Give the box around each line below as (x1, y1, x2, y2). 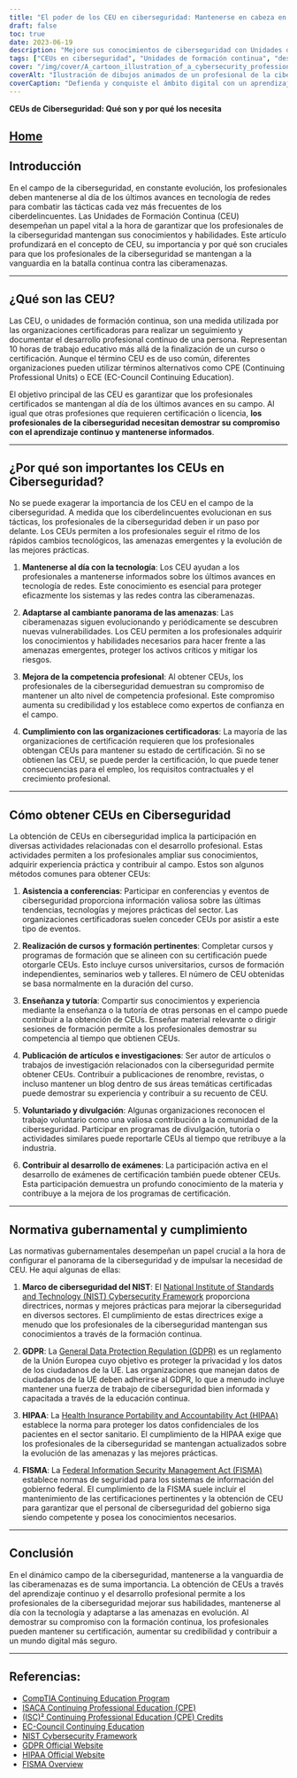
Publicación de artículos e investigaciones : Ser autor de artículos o (21, 1051, 271, 1061)
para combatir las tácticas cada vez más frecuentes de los (9, 201, 223, 212)
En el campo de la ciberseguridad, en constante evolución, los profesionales (9, 182, 287, 193)
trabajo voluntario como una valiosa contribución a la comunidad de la (21, 1114, 278, 1125)
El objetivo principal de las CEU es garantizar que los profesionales (9, 389, 254, 400)
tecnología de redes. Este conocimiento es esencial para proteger (21, 581, 263, 592)
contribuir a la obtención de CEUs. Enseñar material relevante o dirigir (21, 1014, 277, 1025)
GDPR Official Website (21, 1740, 103, 1751)
